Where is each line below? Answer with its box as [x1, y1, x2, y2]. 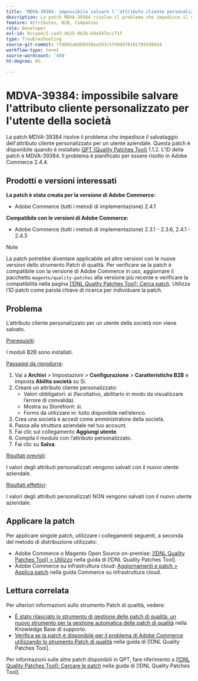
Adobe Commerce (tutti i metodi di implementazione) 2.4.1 [14, 203, 156, 210]
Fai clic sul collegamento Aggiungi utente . [14, 428, 118, 435]
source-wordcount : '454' [6, 53, 67, 59]
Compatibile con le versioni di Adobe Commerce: [6, 214, 128, 222]
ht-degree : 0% [6, 58, 41, 64]
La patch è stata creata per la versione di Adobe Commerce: [6, 192, 156, 199]
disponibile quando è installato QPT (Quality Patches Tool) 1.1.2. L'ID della [6, 146, 184, 153]
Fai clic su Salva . [14, 441, 56, 448]
